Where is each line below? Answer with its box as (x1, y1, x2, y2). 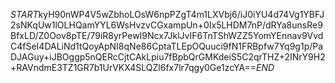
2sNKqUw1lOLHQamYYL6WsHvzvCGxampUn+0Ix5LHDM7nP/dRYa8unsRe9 (10, 19, 323, 31)
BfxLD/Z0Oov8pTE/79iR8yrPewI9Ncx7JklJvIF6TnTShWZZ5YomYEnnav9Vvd (10, 30, 324, 41)
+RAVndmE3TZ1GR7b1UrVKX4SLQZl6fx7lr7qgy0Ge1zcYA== (10, 62, 257, 73)
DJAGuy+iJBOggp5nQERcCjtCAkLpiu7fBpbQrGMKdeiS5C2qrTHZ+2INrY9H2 (10, 51, 326, 63)
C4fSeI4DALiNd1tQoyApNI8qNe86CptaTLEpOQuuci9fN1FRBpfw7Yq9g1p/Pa (10, 40, 324, 52)
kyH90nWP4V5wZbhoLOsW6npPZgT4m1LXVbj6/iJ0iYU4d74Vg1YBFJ (38, 9, 325, 20)
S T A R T (10, 9, 39, 20)
